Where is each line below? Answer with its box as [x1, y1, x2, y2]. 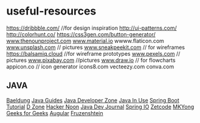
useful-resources [6, 4, 97, 18]
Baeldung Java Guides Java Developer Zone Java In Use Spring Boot [6, 96, 179, 104]
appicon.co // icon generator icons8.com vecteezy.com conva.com [6, 62, 174, 70]
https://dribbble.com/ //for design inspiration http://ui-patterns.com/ [6, 24, 178, 32]
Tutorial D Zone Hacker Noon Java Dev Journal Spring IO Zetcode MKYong [6, 103, 195, 110]
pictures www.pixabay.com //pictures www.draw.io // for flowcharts [6, 56, 176, 64]
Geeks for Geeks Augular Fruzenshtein [6, 109, 103, 116]
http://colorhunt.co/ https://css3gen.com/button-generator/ [6, 30, 156, 38]
